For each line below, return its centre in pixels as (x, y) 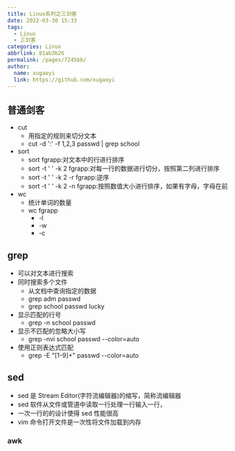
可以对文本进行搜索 (46, 273)
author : (19, 66)
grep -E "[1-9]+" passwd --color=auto (83, 355)
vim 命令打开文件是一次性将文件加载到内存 (79, 422)
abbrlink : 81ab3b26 (36, 54)
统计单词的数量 (50, 203)
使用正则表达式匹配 (46, 347)
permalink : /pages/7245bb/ (47, 60)
